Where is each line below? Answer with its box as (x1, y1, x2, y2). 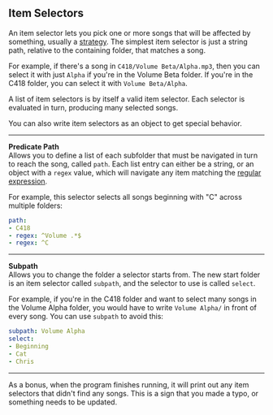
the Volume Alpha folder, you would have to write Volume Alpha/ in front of (8, 303, 258, 313)
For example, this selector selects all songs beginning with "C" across (8, 192, 242, 201)
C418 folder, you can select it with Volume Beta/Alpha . (8, 78, 188, 88)
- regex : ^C (8, 239, 49, 247)
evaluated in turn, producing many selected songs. (8, 102, 179, 112)
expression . (8, 176, 48, 186)
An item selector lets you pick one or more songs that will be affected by (8, 28, 251, 37)
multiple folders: (8, 201, 63, 210)
